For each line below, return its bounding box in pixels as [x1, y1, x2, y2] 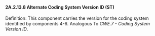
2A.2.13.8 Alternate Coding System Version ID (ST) [5, 4, 115, 10]
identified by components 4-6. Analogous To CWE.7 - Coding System [5, 21, 150, 27]
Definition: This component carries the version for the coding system [5, 15, 149, 21]
